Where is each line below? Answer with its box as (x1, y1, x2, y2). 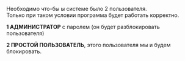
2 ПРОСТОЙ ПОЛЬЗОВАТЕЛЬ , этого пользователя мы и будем (6, 42, 171, 48)
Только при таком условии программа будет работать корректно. (6, 11, 180, 19)
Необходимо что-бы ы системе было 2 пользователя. (6, 5, 147, 12)
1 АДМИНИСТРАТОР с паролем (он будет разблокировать (6, 24, 160, 30)
